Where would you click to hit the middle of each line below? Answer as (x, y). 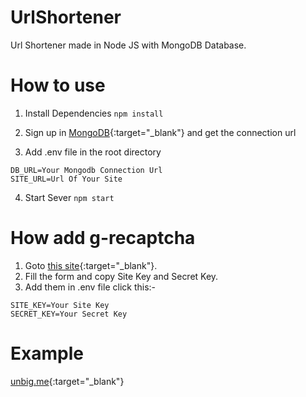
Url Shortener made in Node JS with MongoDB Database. (128, 45)
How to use (58, 85)
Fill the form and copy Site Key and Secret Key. (121, 276)
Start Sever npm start (69, 197)
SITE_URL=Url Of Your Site (66, 179)
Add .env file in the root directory (93, 152)
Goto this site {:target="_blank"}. (91, 265)
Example (47, 353)
